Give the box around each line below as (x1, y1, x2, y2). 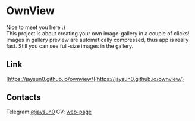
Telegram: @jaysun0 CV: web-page (6, 108, 92, 115)
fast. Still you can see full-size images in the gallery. (6, 42, 134, 50)
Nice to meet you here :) (6, 24, 65, 31)
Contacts (6, 93, 42, 103)
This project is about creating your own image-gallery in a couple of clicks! (6, 30, 190, 37)
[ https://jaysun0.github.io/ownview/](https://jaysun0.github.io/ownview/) (6, 75, 184, 82)
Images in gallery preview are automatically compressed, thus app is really (6, 36, 189, 43)
